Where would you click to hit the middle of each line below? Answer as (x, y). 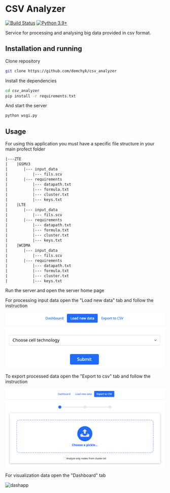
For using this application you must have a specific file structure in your (80, 144)
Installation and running (44, 49)
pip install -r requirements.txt (41, 96)
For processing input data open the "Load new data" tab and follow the (79, 300)
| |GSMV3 (18, 164)
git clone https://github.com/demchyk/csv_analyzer (61, 71)
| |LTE (16, 205)
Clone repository (23, 61)
